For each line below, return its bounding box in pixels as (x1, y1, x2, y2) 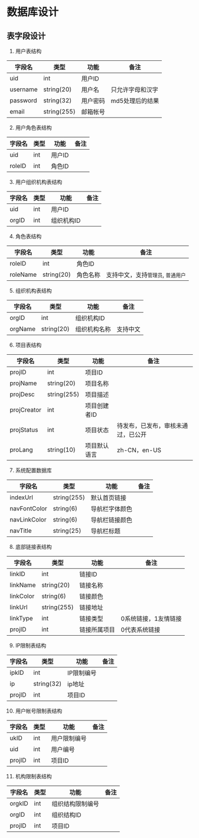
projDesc (9, 390, 35, 398)
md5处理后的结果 (110, 97, 159, 105)
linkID (9, 570, 25, 578)
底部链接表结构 (15, 543, 52, 550)
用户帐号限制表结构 (15, 707, 63, 714)
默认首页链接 (90, 494, 126, 501)
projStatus (9, 426, 38, 433)
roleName (9, 270, 37, 279)
